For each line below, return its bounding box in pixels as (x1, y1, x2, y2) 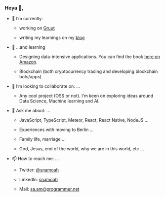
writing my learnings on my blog (19, 34, 85, 41)
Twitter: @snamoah (19, 167, 59, 173)
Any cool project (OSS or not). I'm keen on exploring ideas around (19, 93, 154, 99)
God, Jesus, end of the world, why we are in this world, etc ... (19, 146, 144, 152)
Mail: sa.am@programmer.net (19, 186, 80, 192)
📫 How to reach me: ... (11, 156, 59, 162)
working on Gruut (19, 25, 55, 31)
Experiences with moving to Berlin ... (19, 127, 94, 132)
